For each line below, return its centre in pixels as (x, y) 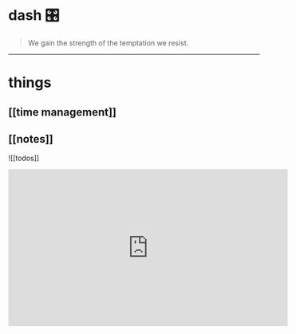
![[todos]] (24, 158)
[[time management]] (63, 112)
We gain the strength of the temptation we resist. (108, 43)
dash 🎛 (34, 16)
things (30, 83)
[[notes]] (31, 139)
